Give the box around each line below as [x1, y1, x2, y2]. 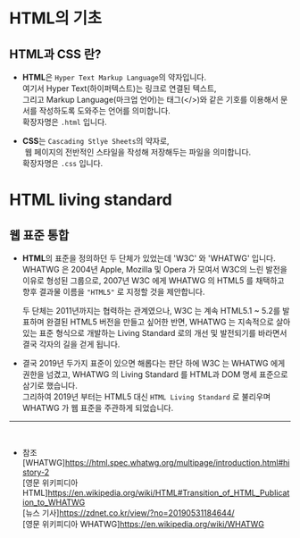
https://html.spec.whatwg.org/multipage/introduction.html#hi [64, 458, 290, 467]
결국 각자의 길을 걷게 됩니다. [21, 339, 121, 349]
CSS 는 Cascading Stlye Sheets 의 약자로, [21, 136, 170, 146]
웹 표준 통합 [9, 227, 70, 242]
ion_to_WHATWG [21, 497, 86, 508]
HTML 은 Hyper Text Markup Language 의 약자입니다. [21, 72, 207, 82]
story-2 [21, 467, 50, 477]
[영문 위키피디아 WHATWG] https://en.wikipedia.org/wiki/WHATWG [21, 519, 265, 529]
